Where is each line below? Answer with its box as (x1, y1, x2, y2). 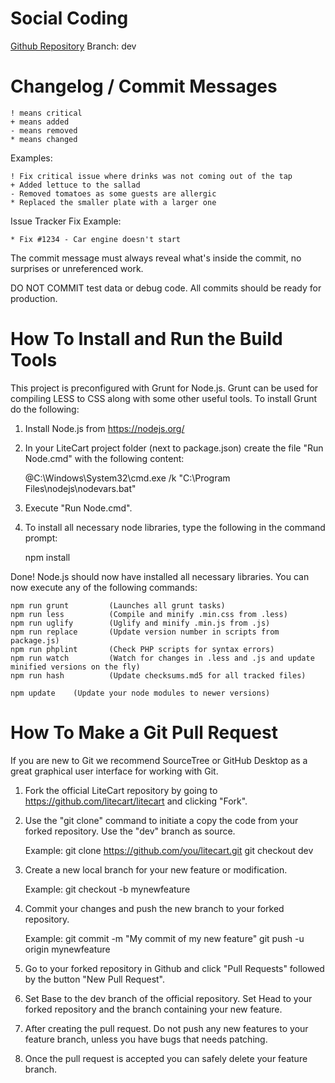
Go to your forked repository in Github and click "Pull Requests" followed (24, 962, 325, 974)
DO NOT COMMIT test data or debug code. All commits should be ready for (10, 282, 322, 294)
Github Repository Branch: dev (10, 40, 137, 52)
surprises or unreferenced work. (10, 262, 144, 274)
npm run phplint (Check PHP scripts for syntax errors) (10, 644, 275, 654)
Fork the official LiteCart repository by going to (24, 784, 218, 796)
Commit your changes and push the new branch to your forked (24, 902, 285, 914)
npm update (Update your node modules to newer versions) (10, 688, 271, 698)
